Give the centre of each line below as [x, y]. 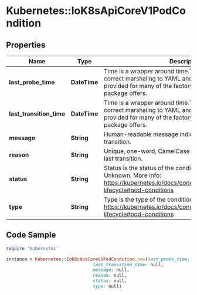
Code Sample [31, 235]
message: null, [111, 270]
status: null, [110, 281]
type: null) [107, 286]
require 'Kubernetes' [33, 248]
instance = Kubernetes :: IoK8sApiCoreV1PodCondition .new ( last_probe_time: [98, 259]
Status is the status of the [139, 168]
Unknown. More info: [132, 175]
